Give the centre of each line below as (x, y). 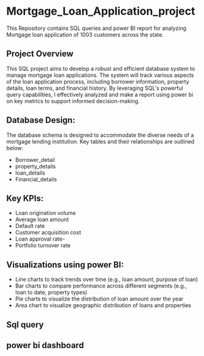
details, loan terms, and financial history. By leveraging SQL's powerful (95, 88)
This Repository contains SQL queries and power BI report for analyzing (97, 28)
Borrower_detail (35, 159)
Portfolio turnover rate (43, 245)
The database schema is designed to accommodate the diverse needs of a (100, 135)
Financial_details (36, 179)
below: (15, 148)
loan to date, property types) (51, 292)
